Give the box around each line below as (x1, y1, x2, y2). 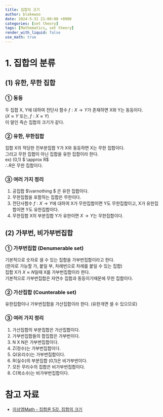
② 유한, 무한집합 (5, 133, 44, 140)
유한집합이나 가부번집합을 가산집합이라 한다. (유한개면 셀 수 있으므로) (5, 301, 138, 307)
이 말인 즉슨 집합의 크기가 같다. (5, 119, 65, 125)
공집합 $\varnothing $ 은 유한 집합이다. (12, 188, 89, 194)
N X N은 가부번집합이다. (12, 339, 59, 345)
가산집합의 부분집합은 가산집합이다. (12, 327, 80, 333)
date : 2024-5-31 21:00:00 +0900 (5, 16, 72, 21)
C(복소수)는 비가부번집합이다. (12, 370, 69, 376)
